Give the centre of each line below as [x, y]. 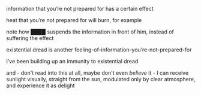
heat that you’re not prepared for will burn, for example [74, 20]
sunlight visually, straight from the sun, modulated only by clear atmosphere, [101, 79]
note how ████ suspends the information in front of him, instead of [90, 32]
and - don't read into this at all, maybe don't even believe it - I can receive [97, 73]
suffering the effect [30, 38]
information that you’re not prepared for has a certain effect [80, 9]
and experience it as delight [40, 85]
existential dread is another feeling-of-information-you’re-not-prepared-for [99, 50]
